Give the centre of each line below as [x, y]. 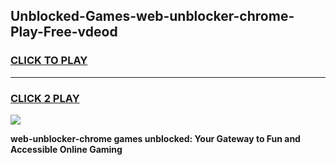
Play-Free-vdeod [64, 32]
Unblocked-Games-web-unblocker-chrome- [152, 16]
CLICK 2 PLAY [45, 98]
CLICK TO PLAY [49, 61]
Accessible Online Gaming [66, 149]
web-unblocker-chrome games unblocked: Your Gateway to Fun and [155, 138]
